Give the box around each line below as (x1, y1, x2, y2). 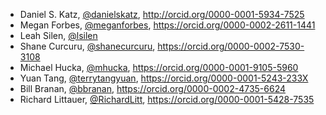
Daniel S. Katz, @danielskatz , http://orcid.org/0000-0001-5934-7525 (19, 9, 305, 20)
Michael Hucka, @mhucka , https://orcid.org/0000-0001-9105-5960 (19, 62, 299, 73)
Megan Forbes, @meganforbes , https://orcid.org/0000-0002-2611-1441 (19, 19, 316, 31)
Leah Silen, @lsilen (19, 30, 98, 41)
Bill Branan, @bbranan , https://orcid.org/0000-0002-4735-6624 (19, 83, 287, 94)
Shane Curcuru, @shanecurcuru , (19, 40, 156, 52)
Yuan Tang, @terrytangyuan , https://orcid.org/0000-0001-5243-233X (19, 72, 309, 84)
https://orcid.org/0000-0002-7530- (157, 40, 305, 52)
